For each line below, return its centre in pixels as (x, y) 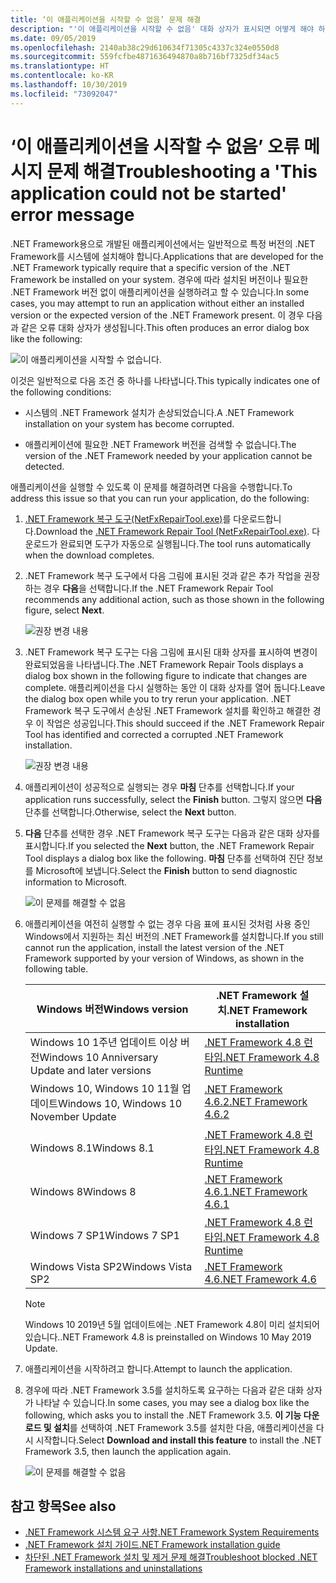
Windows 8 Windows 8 (83, 1191)
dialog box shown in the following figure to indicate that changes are (166, 675)
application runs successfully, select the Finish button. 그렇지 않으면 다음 (173, 799)
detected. (44, 466)
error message (72, 214)
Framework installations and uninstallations (113, 1568)
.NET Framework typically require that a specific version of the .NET (150, 267)
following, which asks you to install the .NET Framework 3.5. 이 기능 (163, 1415)
